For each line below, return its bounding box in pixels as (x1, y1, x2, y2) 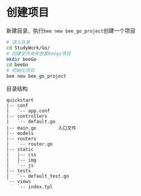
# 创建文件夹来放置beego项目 (6, 50, 71, 57)
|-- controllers (6, 114, 47, 120)
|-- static (6, 147, 34, 153)
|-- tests (6, 168, 32, 174)
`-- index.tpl (17, 184, 53, 190)
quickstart (6, 97, 34, 104)
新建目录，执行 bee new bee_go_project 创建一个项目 (6, 27, 136, 34)
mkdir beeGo (6, 56, 36, 62)
